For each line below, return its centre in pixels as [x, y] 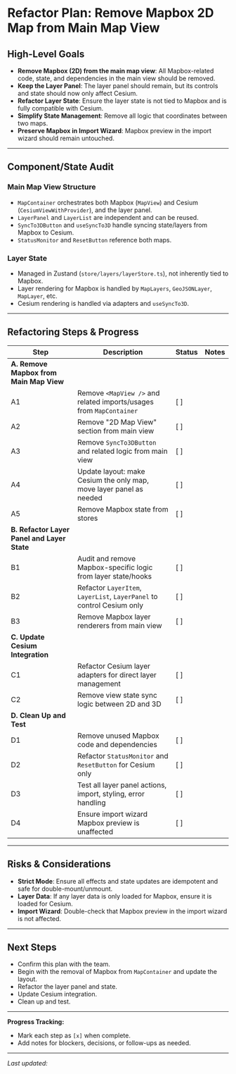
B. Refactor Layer [40, 529]
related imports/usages [116, 402]
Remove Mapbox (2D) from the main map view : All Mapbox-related [116, 71]
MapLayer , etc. [37, 296]
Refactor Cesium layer [114, 666]
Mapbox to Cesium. [46, 232]
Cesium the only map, [113, 480]
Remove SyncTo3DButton [117, 442]
